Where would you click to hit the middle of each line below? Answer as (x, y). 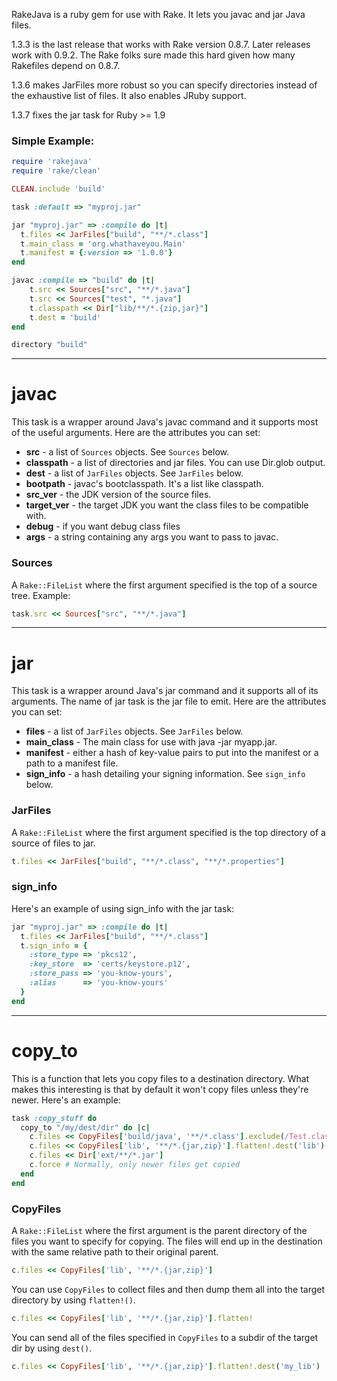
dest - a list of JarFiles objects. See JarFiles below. (134, 473)
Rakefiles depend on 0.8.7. (66, 65)
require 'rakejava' (52, 162)
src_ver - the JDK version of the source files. (118, 495)
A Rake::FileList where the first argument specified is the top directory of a (168, 832)
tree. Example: (41, 595)
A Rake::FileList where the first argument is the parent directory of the (159, 1230)
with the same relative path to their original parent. (115, 1251)
